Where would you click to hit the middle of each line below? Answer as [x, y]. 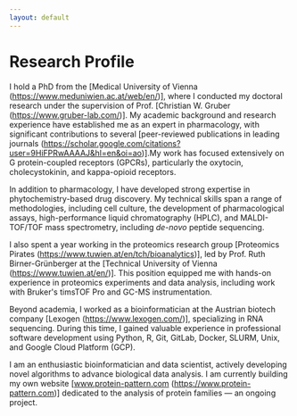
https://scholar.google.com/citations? [112, 143]
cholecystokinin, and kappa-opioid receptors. [93, 171]
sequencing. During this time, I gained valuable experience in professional [145, 328]
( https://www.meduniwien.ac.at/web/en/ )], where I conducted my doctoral [146, 96]
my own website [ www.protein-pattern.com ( [92, 383]
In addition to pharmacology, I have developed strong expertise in [130, 189]
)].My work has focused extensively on [213, 153]
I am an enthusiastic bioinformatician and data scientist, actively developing [148, 364]
